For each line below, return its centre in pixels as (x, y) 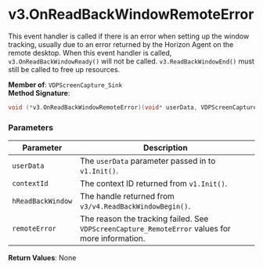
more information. (112, 238)
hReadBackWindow (42, 201)
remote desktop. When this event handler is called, (90, 53)
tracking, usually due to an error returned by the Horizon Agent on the (121, 44)
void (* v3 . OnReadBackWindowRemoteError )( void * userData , (103, 107)
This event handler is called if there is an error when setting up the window (129, 36)
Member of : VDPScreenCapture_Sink (65, 85)
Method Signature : (39, 93)
